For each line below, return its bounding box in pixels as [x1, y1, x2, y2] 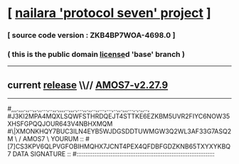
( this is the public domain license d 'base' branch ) [7, 50, 185, 60]
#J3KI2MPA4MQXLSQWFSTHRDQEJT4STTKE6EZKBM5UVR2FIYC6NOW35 [7, 112, 230, 121]
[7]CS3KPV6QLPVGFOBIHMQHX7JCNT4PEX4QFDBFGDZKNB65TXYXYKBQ [7, 142, 231, 151]
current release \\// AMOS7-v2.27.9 [7, 79, 169, 91]
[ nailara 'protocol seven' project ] [7, 5, 211, 21]
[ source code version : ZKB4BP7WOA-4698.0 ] [7, 31, 176, 40]
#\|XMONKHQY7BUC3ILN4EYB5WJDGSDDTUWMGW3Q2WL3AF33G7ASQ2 [7, 127, 232, 136]
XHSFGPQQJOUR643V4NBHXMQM [7, 119, 113, 129]
